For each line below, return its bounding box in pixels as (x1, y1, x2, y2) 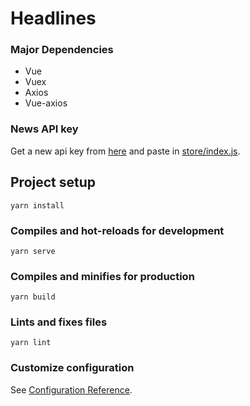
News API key (10, 122, 79, 136)
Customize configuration (10, 361, 135, 375)
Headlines (10, 7, 97, 30)
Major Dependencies (10, 43, 114, 57)
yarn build (10, 292, 56, 302)
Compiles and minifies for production (10, 269, 195, 283)
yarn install (10, 200, 65, 211)
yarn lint (10, 338, 52, 348)
